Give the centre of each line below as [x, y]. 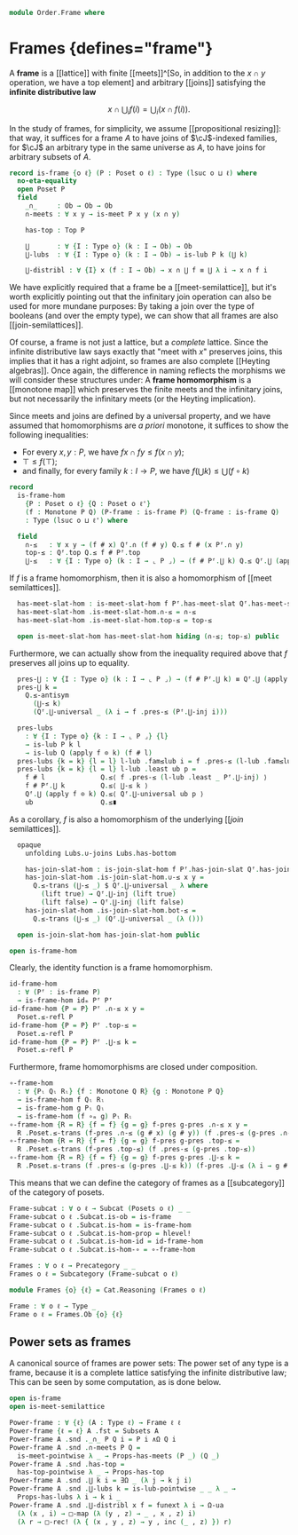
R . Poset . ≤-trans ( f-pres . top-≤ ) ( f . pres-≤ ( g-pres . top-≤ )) [137, 1150]
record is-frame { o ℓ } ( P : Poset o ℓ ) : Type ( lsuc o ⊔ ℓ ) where [133, 173]
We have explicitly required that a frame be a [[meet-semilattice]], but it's [143, 288]
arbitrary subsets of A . [50, 156]
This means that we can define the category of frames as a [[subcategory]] [147, 1183]
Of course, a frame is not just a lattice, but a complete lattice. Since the [139, 343]
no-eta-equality [47, 181]
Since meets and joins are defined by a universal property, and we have [140, 416]
